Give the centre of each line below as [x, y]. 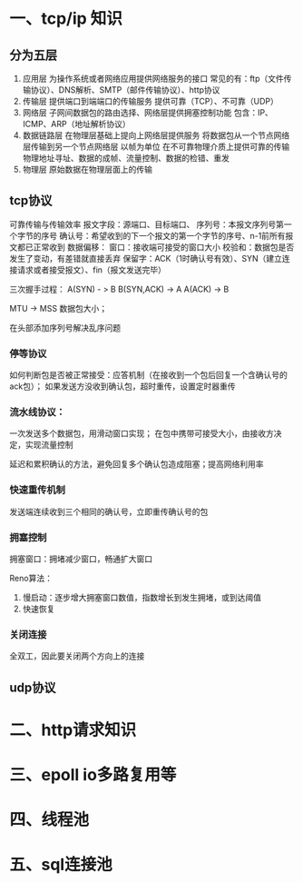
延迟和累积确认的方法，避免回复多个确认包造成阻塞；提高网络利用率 [137, 464]
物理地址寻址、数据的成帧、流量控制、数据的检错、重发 [126, 158]
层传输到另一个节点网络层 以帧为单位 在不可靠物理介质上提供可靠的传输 [156, 147]
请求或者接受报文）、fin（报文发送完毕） [91, 270]
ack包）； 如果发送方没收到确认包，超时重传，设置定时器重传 [122, 386]
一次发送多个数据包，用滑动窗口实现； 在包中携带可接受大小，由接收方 [142, 433]
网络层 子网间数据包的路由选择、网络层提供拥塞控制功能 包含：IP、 [148, 113]
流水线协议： [38, 412]
